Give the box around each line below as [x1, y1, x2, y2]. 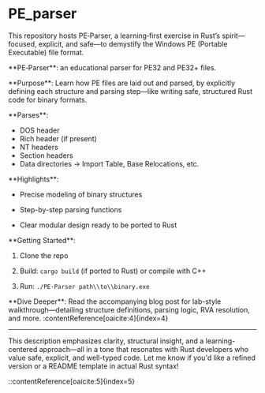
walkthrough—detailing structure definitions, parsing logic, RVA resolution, [8, 305, 251, 314]
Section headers [19, 151, 73, 160]
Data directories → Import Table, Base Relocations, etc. [19, 159, 200, 168]
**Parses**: [8, 110, 49, 119]
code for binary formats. [8, 95, 88, 104]
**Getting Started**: [8, 235, 77, 245]
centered [8, 344, 38, 354]
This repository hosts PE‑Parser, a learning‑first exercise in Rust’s [8, 31, 221, 40]
